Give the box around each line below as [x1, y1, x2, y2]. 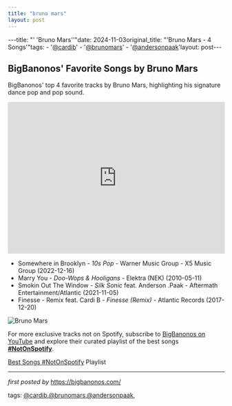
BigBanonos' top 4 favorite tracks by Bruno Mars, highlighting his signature [8, 81, 221, 90]
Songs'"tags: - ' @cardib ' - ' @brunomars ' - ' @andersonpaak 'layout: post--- [8, 43, 222, 51]
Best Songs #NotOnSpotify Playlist [8, 358, 106, 366]
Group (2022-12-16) [17, 267, 75, 275]
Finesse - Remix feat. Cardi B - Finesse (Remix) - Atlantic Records [17, 296, 205, 304]
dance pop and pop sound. [8, 88, 85, 97]
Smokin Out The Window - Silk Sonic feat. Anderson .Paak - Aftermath [17, 281, 218, 290]
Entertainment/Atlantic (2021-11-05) [17, 289, 119, 297]
